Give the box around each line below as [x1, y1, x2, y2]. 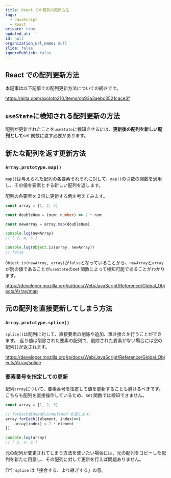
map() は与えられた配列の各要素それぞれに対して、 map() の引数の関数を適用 [5, 175, 162, 182]
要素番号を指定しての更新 [5, 373, 68, 380]
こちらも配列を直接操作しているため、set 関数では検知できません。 [5, 392, 147, 398]
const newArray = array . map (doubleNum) [5, 221, 90, 227]
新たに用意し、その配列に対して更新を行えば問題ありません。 [14, 456, 144, 463]
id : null [5, 36, 24, 41]
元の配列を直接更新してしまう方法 [5, 304, 113, 313]
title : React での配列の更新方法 [5, 7, 70, 13]
